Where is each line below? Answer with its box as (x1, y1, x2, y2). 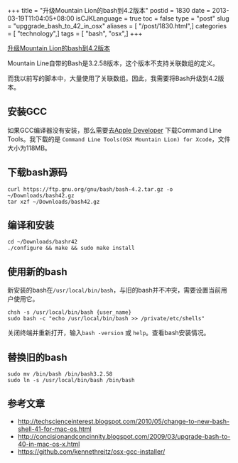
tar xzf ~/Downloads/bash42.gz (7, 198, 100, 205)
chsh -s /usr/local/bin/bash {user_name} (7, 309, 132, 316)
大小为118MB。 (7, 143, 51, 152)
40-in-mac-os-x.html (17, 440, 80, 448)
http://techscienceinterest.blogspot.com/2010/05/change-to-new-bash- (17, 417, 230, 425)
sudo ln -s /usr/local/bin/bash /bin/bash (7, 377, 135, 384)
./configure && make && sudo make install (7, 244, 135, 252)
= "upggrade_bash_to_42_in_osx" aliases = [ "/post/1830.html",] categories (7, 22, 227, 30)
